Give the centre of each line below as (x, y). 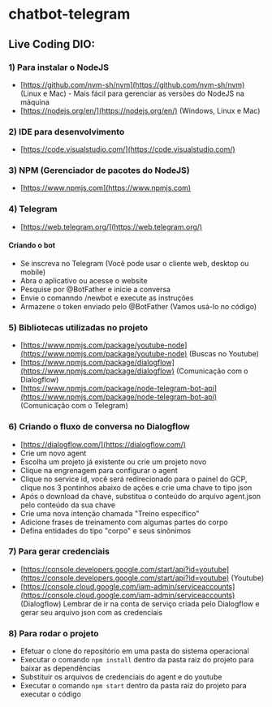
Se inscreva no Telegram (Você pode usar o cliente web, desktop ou (134, 263)
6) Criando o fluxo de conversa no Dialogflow (99, 427)
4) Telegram (33, 209)
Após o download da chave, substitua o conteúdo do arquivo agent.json (140, 496)
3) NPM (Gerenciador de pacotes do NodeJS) (99, 170)
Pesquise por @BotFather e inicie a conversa (95, 289)
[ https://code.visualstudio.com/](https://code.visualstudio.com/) (127, 149)
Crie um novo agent (53, 453)
